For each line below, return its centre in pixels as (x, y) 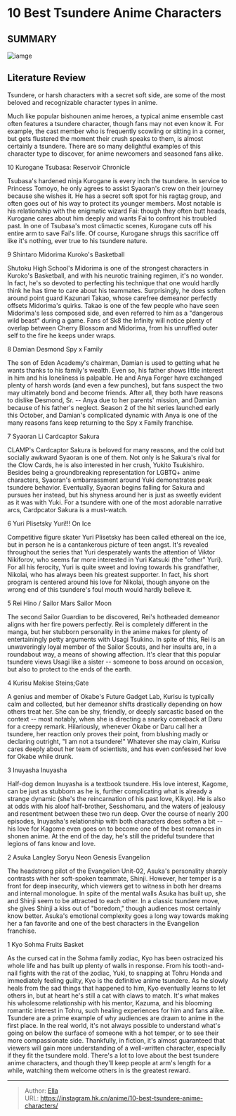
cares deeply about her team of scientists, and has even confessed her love (117, 749)
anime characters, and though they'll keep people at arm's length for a (109, 1062)
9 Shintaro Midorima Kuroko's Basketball (66, 254)
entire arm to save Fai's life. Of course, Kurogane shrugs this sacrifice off (113, 233)
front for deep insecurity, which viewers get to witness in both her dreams (114, 886)
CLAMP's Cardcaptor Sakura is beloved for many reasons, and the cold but (116, 449)
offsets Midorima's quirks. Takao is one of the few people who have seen (113, 305)
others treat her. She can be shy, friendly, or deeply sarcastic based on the (115, 711)
